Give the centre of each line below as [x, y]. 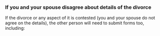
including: [15, 28]
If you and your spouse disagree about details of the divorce [78, 7]
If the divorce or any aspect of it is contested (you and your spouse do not [80, 18]
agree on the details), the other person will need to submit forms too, [75, 23]
